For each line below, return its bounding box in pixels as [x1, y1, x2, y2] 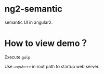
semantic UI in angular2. [4, 19, 53, 25]
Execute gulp [4, 54, 31, 60]
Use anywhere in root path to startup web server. [4, 63, 100, 69]
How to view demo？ [4, 38, 89, 49]
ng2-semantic [4, 3, 63, 15]
